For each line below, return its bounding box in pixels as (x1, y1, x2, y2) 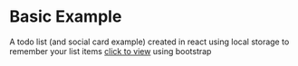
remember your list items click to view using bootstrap (9, 45, 212, 56)
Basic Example (9, 6, 122, 27)
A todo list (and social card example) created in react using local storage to (9, 36, 290, 47)
